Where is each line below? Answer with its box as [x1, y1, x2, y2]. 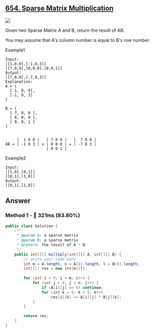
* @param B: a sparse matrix [16, 238, 79, 243]
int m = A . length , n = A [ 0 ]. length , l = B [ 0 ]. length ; [23, 261, 140, 267]
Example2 [5, 155, 26, 161]
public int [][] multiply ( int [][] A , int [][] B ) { [14, 252, 122, 257]
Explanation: [5, 79, 33, 84]
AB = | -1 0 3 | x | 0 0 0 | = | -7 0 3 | [5, 141, 97, 147]
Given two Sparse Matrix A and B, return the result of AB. [5, 27, 125, 33]
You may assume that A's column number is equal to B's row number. [5, 37, 150, 43]
